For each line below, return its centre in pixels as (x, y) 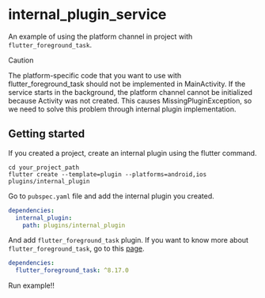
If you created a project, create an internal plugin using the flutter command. (132, 153)
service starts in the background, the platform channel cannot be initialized (131, 92)
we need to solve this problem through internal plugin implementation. (122, 109)
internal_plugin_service (87, 15)
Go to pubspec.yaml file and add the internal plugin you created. (112, 196)
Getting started (47, 134)
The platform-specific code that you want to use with (95, 75)
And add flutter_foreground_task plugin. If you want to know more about (129, 240)
